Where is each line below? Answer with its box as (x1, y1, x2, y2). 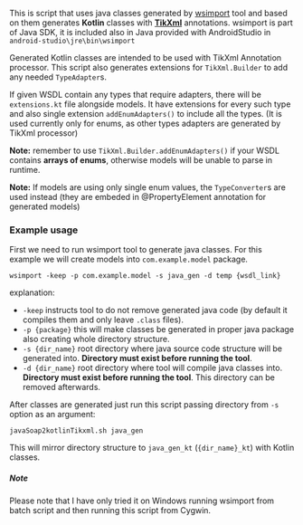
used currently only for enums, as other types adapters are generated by (9, 118, 281, 129)
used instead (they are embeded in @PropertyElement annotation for (9, 192, 267, 202)
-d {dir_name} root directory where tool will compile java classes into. (22, 362, 283, 374)
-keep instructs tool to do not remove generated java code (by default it (22, 305, 288, 316)
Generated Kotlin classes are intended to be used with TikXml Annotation (9, 52, 282, 62)
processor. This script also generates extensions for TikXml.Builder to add (9, 62, 288, 72)
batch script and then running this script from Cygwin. (9, 505, 211, 516)
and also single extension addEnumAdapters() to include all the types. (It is (9, 109, 282, 119)
